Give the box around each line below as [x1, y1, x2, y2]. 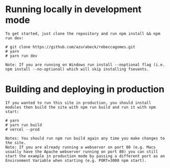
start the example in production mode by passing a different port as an [5, 153, 165, 158]
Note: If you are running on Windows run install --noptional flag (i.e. [5, 62, 165, 67]
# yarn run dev [5, 53, 38, 58]
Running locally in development [5, 4, 141, 15]
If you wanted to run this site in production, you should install [5, 100, 152, 105]
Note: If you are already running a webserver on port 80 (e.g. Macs [5, 145, 156, 150]
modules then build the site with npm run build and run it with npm [5, 105, 156, 110]
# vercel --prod [5, 127, 40, 132]
